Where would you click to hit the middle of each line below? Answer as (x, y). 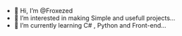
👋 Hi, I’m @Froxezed (43, 11)
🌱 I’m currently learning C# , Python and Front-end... (90, 25)
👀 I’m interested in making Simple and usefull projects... (95, 18)
